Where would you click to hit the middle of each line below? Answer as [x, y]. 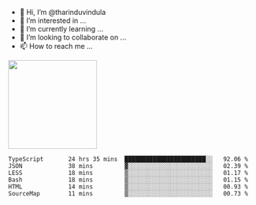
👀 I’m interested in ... [53, 20]
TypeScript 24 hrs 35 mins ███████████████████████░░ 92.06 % [128, 159]
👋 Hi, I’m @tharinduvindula [63, 12]
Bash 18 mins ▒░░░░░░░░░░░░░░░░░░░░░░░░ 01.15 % [128, 180]
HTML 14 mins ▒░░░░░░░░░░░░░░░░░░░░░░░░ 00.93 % [128, 187]
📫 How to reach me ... [56, 46]
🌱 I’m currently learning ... [61, 29]
